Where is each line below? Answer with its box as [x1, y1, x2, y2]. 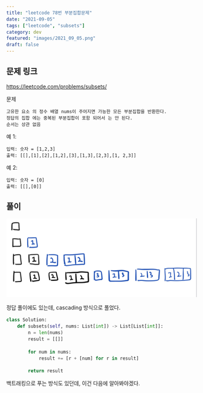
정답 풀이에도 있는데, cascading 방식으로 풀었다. [6, 304, 121, 311]
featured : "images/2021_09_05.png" [6, 35, 96, 42]
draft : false [6, 42, 39, 48]
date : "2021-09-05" [6, 16, 56, 22]
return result [28, 368, 63, 374]
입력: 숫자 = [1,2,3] [6, 146, 56, 152]
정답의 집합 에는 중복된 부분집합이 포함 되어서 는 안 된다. [6, 115, 133, 121]
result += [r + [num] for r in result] [38, 355, 139, 362]
